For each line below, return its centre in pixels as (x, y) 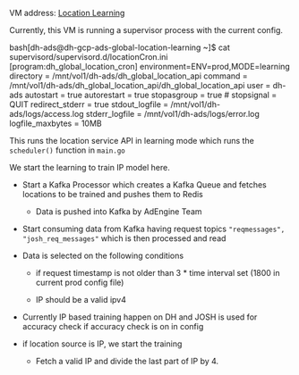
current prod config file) (80, 282)
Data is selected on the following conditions (103, 255)
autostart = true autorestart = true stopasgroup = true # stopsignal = (151, 95)
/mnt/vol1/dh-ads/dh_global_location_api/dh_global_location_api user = (140, 85)
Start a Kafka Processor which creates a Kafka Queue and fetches (144, 185)
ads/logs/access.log (47, 114)
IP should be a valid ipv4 (81, 300)
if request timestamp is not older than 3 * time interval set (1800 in (158, 273)
